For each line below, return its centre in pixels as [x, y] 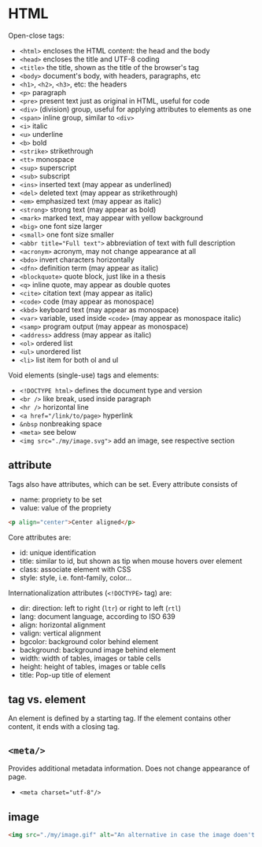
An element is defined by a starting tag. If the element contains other [120, 718]
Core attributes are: [40, 537]
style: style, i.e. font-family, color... [76, 577]
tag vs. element [47, 700]
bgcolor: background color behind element [89, 641]
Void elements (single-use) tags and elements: [84, 375]
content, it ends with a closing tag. [64, 727]
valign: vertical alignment [60, 633]
